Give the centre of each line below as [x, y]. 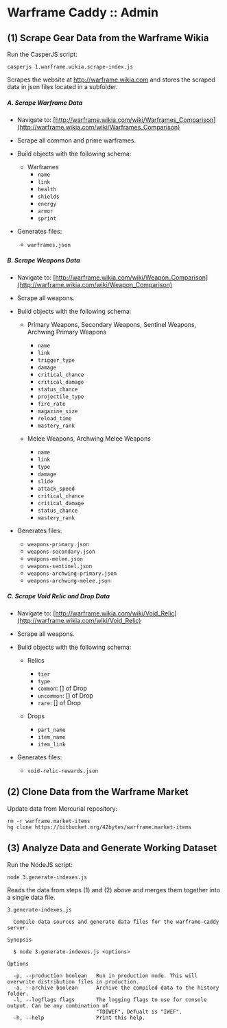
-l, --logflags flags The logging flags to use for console [110, 1000]
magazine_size [58, 411]
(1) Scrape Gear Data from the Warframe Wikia [108, 38]
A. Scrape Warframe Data [45, 102]
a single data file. [31, 897]
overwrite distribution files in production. [73, 981]
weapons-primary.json [58, 544]
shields [48, 197]
